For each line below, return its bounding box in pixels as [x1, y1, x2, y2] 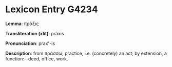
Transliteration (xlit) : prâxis [5, 30, 64, 36]
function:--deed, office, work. [5, 55, 68, 62]
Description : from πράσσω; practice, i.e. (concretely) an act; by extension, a [5, 50, 167, 56]
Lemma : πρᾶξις [5, 20, 39, 27]
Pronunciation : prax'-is [5, 40, 55, 47]
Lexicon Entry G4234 [5, 4, 99, 15]
